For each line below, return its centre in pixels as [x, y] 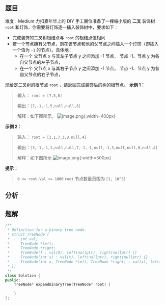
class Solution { [23, 276]
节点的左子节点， [45, 62]
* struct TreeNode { [28, 234]
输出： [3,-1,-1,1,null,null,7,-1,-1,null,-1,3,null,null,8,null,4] [87, 147]
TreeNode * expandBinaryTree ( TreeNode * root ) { [62, 285]
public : [13, 280]
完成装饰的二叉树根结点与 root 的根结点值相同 [59, 37]
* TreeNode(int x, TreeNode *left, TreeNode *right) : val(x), [78, 262]
